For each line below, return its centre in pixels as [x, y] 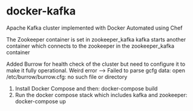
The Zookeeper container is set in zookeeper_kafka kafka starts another [96, 39]
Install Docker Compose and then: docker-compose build [86, 88]
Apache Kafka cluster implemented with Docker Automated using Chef [94, 28]
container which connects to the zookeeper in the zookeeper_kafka [90, 46]
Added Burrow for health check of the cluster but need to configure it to [96, 64]
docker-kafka [41, 11]
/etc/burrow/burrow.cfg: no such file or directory [67, 77]
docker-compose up [41, 101]
